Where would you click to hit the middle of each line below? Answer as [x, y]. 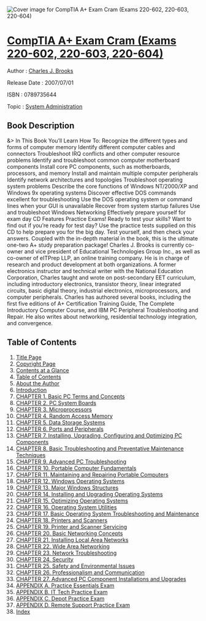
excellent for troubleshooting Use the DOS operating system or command [100, 199]
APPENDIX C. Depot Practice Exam [60, 598]
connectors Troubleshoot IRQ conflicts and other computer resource [93, 153]
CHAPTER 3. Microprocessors [54, 409]
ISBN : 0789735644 [32, 94]
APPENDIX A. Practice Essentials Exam [65, 585]
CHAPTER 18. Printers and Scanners [62, 520]
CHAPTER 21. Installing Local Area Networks [72, 539]
